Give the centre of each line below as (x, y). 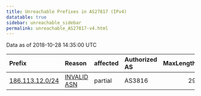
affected (106, 63)
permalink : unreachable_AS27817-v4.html (57, 28)
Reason (76, 63)
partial (103, 81)
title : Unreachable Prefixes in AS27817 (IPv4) (67, 12)
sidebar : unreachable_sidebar (44, 23)
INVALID (77, 77)
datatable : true (26, 17)
